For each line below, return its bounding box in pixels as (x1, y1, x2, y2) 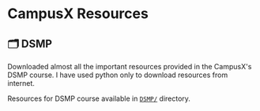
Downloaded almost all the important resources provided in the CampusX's (7, 62, 252, 71)
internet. (7, 79, 35, 87)
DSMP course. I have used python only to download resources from (7, 70, 228, 80)
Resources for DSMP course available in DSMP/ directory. (7, 94, 191, 103)
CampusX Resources (7, 5, 149, 23)
